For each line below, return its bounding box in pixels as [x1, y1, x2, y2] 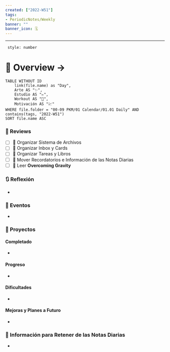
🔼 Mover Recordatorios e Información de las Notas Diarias [12, 156, 134, 163]
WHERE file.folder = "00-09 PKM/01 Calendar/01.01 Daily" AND [5, 107, 139, 112]
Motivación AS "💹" [14, 102, 55, 107]
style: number [7, 45, 37, 50]
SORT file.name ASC [5, 116, 47, 121]
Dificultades [5, 284, 32, 291]
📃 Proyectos [5, 226, 36, 233]
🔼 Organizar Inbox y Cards [12, 145, 68, 151]
